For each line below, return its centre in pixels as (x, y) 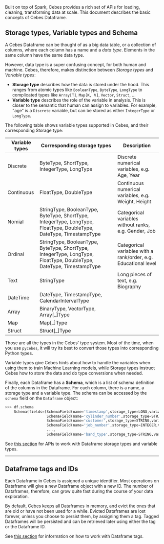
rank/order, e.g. (135, 257)
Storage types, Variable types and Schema (72, 33)
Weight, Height (134, 201)
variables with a (135, 251)
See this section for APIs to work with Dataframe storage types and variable (81, 444)
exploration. (17, 496)
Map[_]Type (53, 323)
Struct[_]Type (55, 331)
